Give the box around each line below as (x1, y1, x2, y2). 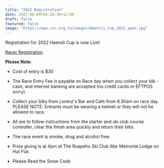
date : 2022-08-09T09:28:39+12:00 (5, 12, 75, 17)
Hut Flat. (12, 149, 30, 155)
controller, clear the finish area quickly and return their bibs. (12, 124, 135, 130)
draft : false (5, 16, 32, 21)
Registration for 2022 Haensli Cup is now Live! (5, 39, 100, 45)
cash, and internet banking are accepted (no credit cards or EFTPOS (12, 83, 153, 90)
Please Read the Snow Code (12, 158, 71, 165)
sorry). (12, 89, 26, 95)
